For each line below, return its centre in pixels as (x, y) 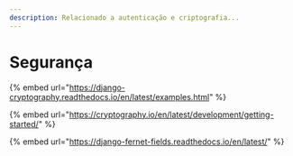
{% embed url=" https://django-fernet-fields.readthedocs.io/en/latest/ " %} (147, 142)
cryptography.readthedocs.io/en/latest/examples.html (110, 96)
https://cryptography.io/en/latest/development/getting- (171, 115)
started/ (24, 124)
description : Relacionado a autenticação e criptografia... (125, 18)
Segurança (51, 62)
